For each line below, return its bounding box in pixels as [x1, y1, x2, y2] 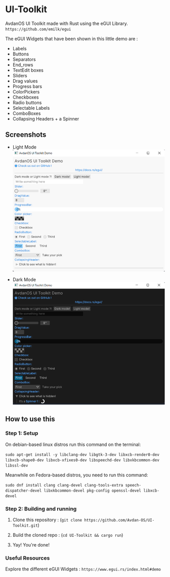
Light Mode [12, 144, 37, 150]
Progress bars [12, 83, 42, 89]
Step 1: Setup [5, 430, 38, 437]
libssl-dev [5, 463, 28, 468]
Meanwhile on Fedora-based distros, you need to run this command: [5, 472, 148, 478]
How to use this [5, 414, 56, 423]
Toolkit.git [12, 523, 38, 528]
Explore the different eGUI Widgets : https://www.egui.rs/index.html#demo [5, 566, 161, 572]
